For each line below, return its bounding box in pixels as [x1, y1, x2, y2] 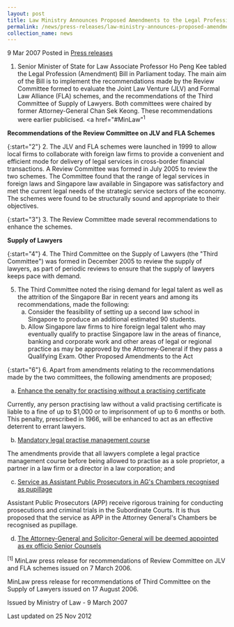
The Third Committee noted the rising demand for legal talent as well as [17, 285, 224, 294]
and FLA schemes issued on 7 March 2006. [7, 564, 132, 572]
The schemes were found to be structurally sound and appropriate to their [7, 194, 220, 202]
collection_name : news [7, 29, 73, 37]
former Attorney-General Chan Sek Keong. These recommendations [17, 107, 213, 115]
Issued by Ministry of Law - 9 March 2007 [7, 598, 127, 607]
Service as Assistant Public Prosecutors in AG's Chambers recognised [17, 477, 219, 485]
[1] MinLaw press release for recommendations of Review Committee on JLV [7, 555, 226, 565]
